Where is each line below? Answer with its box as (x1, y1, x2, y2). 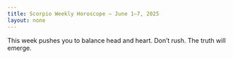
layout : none (7, 17, 46, 24)
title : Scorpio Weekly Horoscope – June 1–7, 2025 (7, 10, 160, 18)
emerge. (7, 44, 32, 52)
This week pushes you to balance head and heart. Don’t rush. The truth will (7, 36, 226, 44)
